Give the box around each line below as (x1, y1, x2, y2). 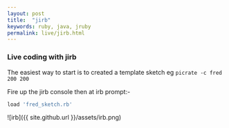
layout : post (7, 10, 45, 17)
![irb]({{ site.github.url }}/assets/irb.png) (7, 113, 122, 122)
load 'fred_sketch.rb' (7, 101, 73, 108)
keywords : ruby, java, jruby (7, 23, 91, 30)
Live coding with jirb (7, 53, 77, 62)
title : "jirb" (7, 17, 51, 24)
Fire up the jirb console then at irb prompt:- (7, 87, 131, 95)
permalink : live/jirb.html (7, 29, 85, 37)
